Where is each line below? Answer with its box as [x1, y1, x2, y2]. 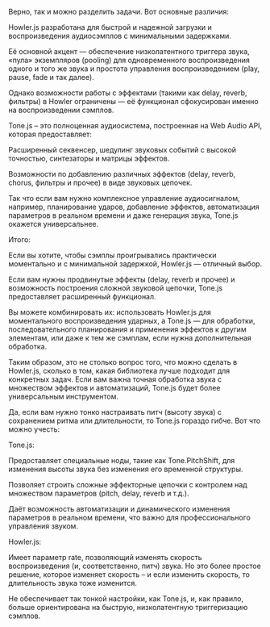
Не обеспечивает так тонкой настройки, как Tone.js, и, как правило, [8, 594, 244, 604]
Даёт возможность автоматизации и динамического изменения [8, 504, 231, 513]
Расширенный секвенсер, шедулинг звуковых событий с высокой [8, 145, 236, 154]
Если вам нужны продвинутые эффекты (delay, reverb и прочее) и [8, 274, 235, 284]
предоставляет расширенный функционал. [8, 292, 156, 301]
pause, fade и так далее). [8, 73, 94, 82]
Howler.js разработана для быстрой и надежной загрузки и [8, 23, 212, 31]
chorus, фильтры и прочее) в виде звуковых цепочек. [8, 178, 193, 187]
